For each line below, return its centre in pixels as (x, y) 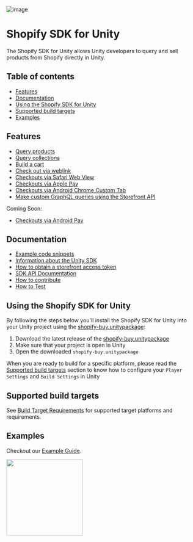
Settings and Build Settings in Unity (53, 377)
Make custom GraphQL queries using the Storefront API (85, 197)
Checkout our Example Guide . (44, 450)
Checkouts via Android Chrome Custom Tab (71, 190)
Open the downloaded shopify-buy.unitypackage (77, 352)
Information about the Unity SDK (56, 261)
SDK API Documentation (46, 273)
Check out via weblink (43, 170)
